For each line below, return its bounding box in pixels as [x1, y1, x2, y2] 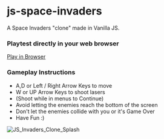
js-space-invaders [7, 4, 102, 18]
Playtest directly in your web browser [7, 39, 119, 48]
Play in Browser [7, 53, 46, 60]
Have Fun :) [15, 114, 45, 121]
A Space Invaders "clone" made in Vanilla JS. [7, 24, 120, 31]
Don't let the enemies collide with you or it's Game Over [15, 108, 155, 115]
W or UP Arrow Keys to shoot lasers [15, 88, 105, 95]
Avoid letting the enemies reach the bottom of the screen [15, 101, 158, 108]
